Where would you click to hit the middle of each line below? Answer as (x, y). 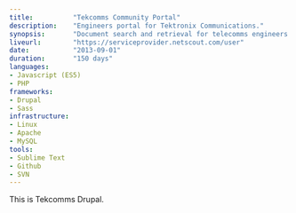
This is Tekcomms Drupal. (57, 200)
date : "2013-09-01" (65, 51)
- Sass (21, 108)
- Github (25, 166)
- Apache (25, 133)
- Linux (24, 125)
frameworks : (31, 91)
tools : (21, 149)
